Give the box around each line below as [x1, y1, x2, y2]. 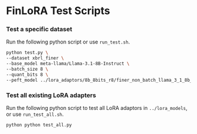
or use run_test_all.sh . [6, 110, 64, 118]
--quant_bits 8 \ [6, 72, 49, 78]
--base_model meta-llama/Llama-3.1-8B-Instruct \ [6, 61, 130, 67]
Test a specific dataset [6, 25, 72, 33]
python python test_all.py [6, 122, 72, 128]
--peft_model [6, 77, 38, 83]
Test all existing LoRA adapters [6, 91, 97, 99]
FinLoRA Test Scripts [6, 4, 110, 18]
